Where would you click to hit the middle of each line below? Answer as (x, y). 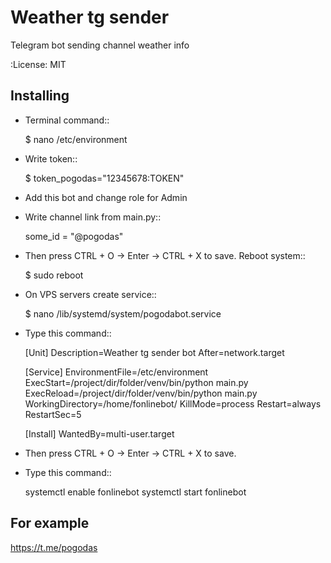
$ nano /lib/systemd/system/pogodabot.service (123, 313)
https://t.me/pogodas (54, 547)
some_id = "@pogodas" (74, 236)
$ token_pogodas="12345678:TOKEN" (104, 178)
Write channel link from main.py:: (93, 217)
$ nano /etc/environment (76, 139)
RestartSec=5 (53, 414)
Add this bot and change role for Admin (106, 197)
